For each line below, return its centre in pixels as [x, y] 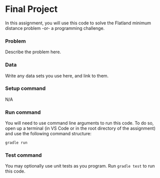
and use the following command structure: [48, 134]
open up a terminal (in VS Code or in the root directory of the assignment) [80, 128]
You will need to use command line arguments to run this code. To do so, [80, 123]
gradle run [16, 143]
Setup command [26, 89]
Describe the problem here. [33, 52]
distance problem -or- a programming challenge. [55, 28]
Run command [23, 112]
